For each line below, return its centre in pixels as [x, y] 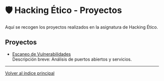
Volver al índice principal [30, 73]
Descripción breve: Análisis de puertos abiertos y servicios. [72, 59]
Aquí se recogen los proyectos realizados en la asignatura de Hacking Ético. [82, 27]
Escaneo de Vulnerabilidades [41, 54]
